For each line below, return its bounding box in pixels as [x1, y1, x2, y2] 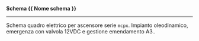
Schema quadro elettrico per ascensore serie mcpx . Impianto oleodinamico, [6, 22, 188, 29]
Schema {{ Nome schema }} [6, 5, 77, 12]
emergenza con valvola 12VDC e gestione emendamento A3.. [6, 28, 156, 35]
